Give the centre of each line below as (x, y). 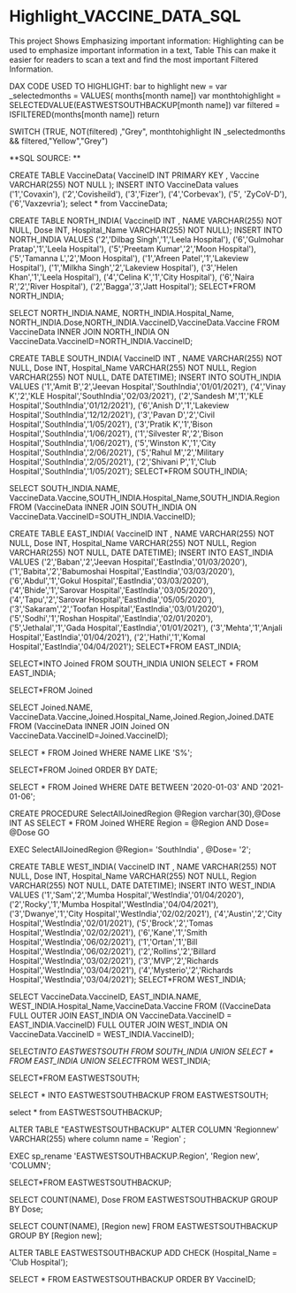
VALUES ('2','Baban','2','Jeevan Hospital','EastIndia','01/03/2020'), (128, 562)
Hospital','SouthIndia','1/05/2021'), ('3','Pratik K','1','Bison (111, 424)
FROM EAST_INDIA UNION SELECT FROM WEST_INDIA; (110, 1060)
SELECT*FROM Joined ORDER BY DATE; (83, 770)
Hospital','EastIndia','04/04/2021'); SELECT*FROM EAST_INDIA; (125, 646)
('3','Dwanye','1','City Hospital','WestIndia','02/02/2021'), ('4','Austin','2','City (146, 913)
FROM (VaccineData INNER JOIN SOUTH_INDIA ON (103, 507)
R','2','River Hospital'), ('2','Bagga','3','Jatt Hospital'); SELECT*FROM (133, 286)
